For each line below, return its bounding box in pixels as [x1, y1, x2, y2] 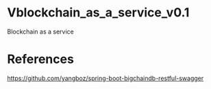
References [7, 51, 74, 67]
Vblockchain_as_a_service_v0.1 [7, 5, 190, 21]
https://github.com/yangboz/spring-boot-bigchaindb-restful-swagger [7, 74, 204, 82]
